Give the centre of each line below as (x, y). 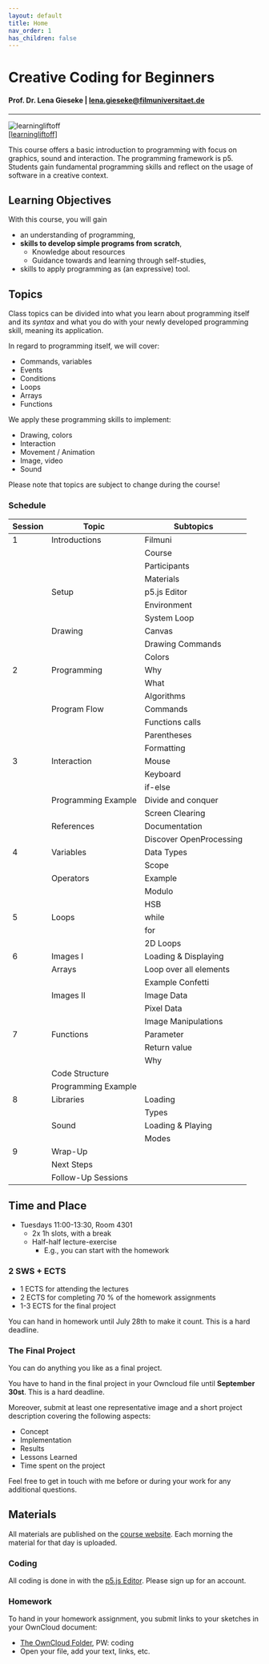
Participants (167, 565)
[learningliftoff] (33, 134)
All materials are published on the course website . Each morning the (121, 1533)
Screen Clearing (175, 813)
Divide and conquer (181, 800)
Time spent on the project (62, 1465)
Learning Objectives (60, 201)
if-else (157, 787)
